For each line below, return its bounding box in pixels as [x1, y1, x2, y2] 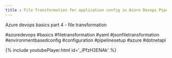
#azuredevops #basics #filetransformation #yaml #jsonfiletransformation [5, 31, 160, 37]
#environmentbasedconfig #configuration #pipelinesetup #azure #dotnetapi [5, 37, 166, 43]
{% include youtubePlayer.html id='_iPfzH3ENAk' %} [5, 47, 117, 53]
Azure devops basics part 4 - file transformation [5, 22, 107, 28]
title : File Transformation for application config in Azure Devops [5, 7, 157, 13]
